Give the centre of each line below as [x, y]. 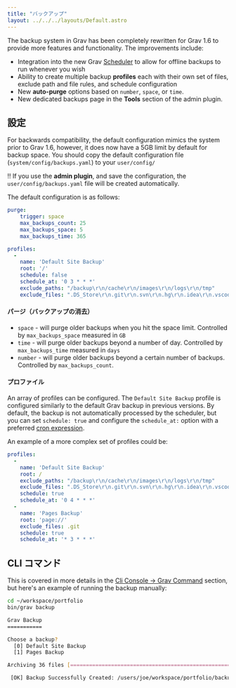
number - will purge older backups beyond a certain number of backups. [121, 357]
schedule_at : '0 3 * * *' [58, 282]
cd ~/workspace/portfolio [45, 601]
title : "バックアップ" [37, 14]
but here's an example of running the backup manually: [87, 588]
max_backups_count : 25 [53, 223]
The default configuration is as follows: [64, 197]
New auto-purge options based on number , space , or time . [100, 91]
